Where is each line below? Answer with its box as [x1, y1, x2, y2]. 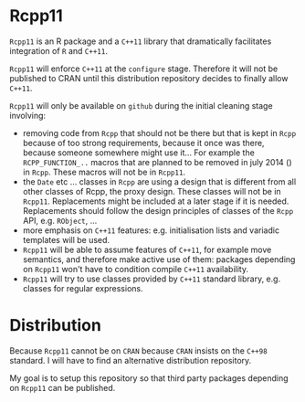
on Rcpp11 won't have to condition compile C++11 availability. [22, 263, 249, 274]
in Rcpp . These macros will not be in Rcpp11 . [22, 166, 185, 177]
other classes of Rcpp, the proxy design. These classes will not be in [22, 185, 281, 196]
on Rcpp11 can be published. [9, 382, 116, 393]
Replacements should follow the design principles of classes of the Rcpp [22, 205, 294, 216]
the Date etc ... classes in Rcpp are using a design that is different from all [22, 175, 297, 187]
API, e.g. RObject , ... [22, 215, 98, 226]
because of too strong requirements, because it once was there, [22, 137, 265, 148]
